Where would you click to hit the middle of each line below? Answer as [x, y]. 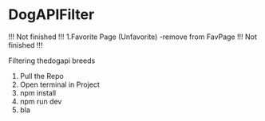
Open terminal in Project [59, 84]
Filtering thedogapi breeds [52, 60]
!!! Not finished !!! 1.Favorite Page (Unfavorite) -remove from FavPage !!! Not [132, 37]
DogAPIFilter [51, 15]
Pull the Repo [42, 76]
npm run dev [41, 101]
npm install [38, 92]
